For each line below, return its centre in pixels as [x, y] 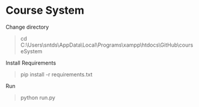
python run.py [38, 97]
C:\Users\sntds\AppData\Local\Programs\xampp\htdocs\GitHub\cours [107, 45]
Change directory [27, 27]
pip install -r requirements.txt [56, 74]
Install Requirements [31, 63]
